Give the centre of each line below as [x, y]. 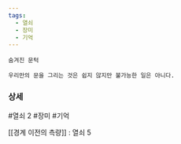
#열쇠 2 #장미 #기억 [39, 116]
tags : [17, 15]
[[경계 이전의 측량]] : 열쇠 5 [50, 132]
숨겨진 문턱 [24, 61]
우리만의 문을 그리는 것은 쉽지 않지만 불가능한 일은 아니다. [91, 76]
